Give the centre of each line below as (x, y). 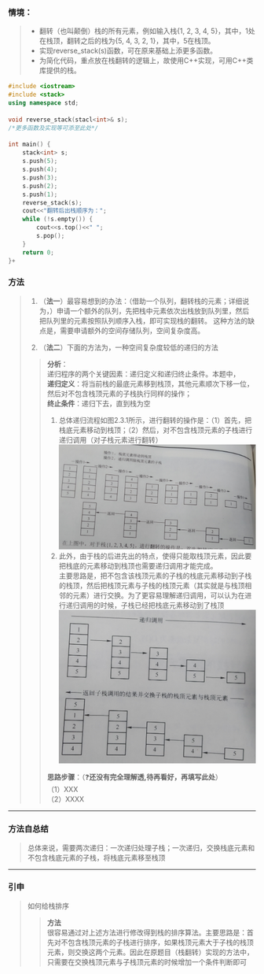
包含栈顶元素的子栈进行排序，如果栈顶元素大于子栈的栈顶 (161, 942)
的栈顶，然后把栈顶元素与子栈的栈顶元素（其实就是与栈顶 (152, 585)
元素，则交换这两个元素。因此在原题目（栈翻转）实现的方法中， (150, 952)
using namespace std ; (44, 103)
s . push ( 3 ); (40, 178)
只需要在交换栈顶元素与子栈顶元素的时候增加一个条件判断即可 (147, 961)
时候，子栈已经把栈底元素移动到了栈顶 (162, 605)
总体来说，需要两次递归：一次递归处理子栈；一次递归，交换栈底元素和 (141, 847)
